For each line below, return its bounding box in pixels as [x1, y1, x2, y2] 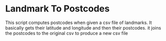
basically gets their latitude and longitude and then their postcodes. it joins [5, 24, 161, 30]
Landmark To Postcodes [5, 3, 110, 14]
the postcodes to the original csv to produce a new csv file [5, 30, 128, 36]
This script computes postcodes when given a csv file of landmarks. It [5, 19, 152, 25]
